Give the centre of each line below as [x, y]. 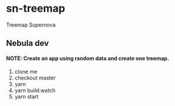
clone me [26, 71]
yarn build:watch [35, 90]
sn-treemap [36, 9]
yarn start [27, 97]
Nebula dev [27, 43]
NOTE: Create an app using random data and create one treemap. [88, 58]
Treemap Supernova [31, 25]
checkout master [35, 78]
